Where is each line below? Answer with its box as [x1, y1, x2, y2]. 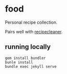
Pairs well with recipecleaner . [5, 29, 63, 34]
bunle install [5, 59, 33, 65]
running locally [5, 43, 51, 51]
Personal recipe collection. [5, 19, 57, 25]
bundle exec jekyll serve [5, 64, 56, 69]
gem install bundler [5, 56, 46, 60]
